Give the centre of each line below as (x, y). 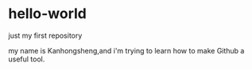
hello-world (48, 14)
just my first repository (45, 35)
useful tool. (27, 59)
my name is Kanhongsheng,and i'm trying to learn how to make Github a (126, 50)
